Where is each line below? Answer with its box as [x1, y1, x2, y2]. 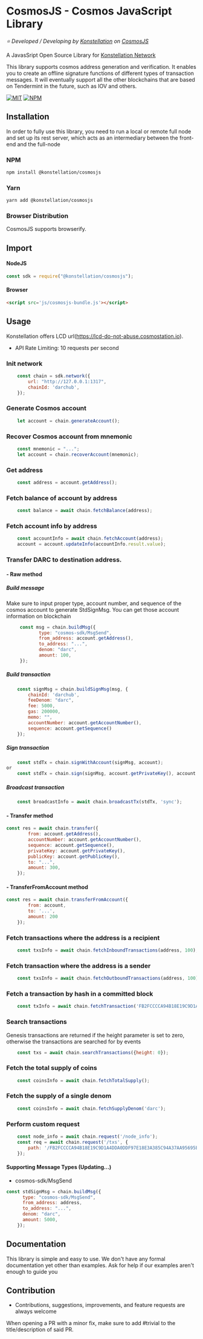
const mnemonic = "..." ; [17, 446, 80, 452]
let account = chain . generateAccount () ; [17, 418, 120, 424]
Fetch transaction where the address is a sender [6, 961, 151, 970]
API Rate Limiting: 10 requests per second [14, 344, 119, 351]
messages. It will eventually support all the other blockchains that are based [6, 76, 195, 83]
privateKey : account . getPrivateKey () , [28, 848, 126, 854]
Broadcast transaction [6, 783, 65, 791]
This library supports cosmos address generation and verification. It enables [6, 63, 196, 70]
